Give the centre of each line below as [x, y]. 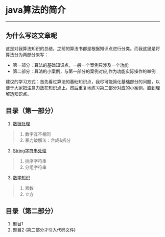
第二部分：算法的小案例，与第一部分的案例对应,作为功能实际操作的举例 [84, 71]
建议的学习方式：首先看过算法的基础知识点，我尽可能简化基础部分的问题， [81, 81]
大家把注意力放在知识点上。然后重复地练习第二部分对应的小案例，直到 [85, 88]
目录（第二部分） [31, 211]
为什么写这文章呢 [31, 36]
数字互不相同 [38, 134]
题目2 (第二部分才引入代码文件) [44, 230]
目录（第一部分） [31, 111]
